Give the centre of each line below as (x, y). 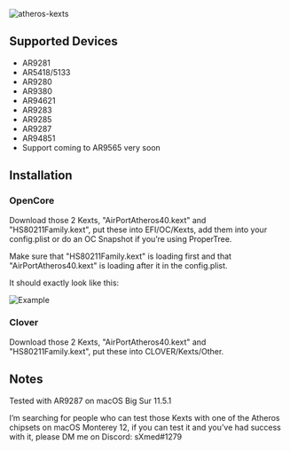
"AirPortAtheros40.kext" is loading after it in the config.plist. (118, 265)
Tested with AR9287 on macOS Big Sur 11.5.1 (90, 400)
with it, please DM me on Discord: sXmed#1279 (96, 436)
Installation (41, 176)
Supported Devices (63, 41)
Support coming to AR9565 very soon (91, 147)
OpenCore (32, 201)
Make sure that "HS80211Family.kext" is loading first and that (121, 256)
